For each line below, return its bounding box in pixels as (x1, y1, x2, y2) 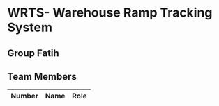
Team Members (7, 71, 77, 82)
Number (10, 91, 38, 101)
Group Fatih (7, 47, 59, 59)
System (7, 19, 53, 35)
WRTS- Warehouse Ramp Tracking (7, 5, 213, 21)
